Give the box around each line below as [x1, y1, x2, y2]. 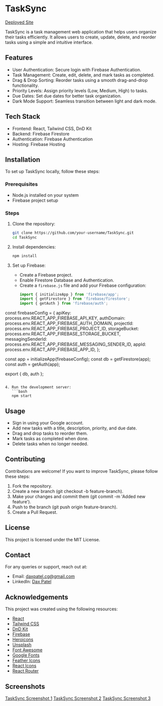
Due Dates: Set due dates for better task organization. [12, 93, 122, 99]
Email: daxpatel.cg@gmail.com [12, 573, 75, 579]
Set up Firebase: [12, 262, 46, 268]
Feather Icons [12, 658, 40, 664]
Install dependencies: [12, 244, 56, 249]
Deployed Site [5, 19, 33, 25]
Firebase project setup [12, 197, 58, 203]
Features [5, 54, 33, 62]
